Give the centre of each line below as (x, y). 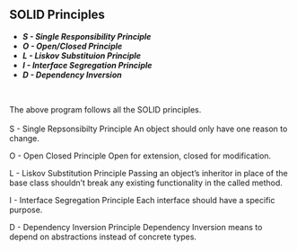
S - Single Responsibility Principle (87, 36)
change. (25, 138)
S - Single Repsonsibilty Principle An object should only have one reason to (148, 129)
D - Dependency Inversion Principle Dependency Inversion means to (136, 227)
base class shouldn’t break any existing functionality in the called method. (146, 183)
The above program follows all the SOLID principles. (105, 109)
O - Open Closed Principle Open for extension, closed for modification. (140, 156)
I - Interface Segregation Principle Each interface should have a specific (142, 200)
